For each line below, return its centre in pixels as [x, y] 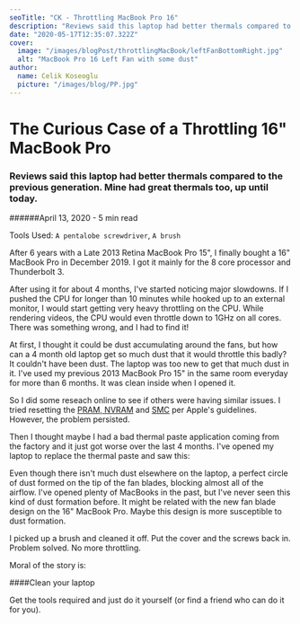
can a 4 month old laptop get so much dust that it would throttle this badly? [148, 355]
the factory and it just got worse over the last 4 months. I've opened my [141, 446]
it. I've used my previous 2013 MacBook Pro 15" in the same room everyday [149, 374]
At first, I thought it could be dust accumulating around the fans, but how [144, 345]
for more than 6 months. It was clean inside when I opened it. [123, 383]
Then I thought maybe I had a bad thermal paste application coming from [145, 437]
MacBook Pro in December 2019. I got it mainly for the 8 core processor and [150, 262]
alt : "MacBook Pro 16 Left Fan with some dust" [108, 59]
